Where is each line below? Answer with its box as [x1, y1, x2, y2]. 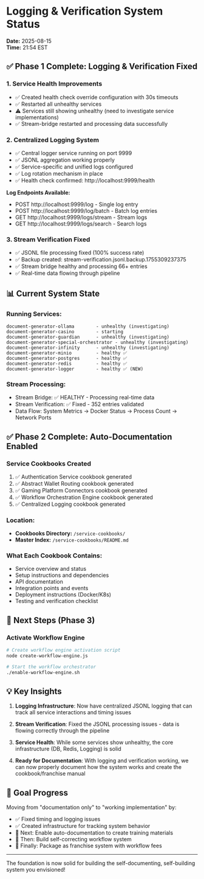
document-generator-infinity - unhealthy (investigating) [6, 345, 170, 351]
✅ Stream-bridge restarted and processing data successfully [15, 120, 168, 127]
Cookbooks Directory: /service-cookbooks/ [15, 530, 126, 537]
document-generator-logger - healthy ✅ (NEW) [6, 366, 144, 372]
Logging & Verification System [6, 4, 163, 18]
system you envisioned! [6, 866, 66, 874]
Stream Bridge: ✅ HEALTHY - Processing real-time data [15, 394, 155, 401]
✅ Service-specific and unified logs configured [15, 163, 134, 170]
